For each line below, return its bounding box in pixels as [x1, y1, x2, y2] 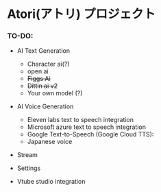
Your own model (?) [27, 89, 83, 97]
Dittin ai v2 [27, 82, 58, 90]
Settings [16, 164, 41, 172]
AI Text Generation [16, 47, 71, 55]
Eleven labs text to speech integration [27, 116, 134, 124]
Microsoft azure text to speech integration [27, 123, 146, 131]
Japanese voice [27, 138, 73, 146]
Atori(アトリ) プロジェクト [7, 6, 156, 22]
